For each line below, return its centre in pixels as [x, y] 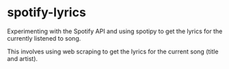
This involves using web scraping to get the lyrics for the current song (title [113, 51]
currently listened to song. [44, 38]
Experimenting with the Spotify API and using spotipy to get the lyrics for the [115, 31]
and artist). [23, 58]
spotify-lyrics [47, 13]
